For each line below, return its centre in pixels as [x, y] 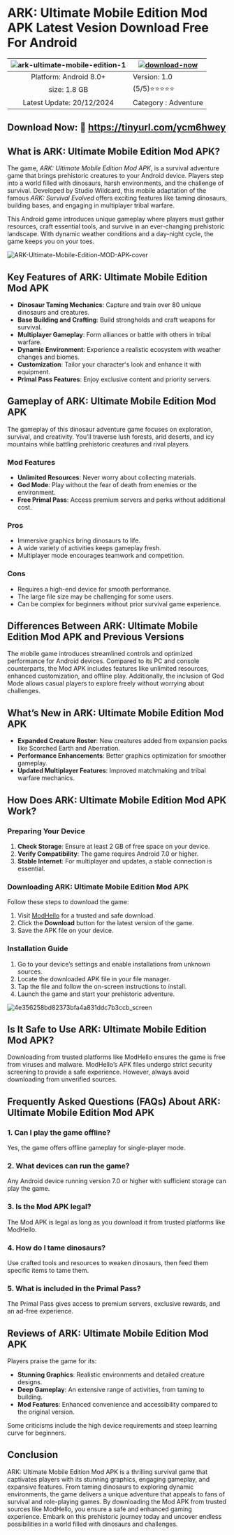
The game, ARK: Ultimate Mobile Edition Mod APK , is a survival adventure [114, 168]
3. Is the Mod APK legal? [50, 1207]
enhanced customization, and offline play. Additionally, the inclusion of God [116, 676]
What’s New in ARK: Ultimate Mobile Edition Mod [116, 713]
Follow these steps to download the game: [68, 902]
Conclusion [33, 1455]
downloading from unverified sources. [62, 1079]
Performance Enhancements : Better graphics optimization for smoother [122, 756]
